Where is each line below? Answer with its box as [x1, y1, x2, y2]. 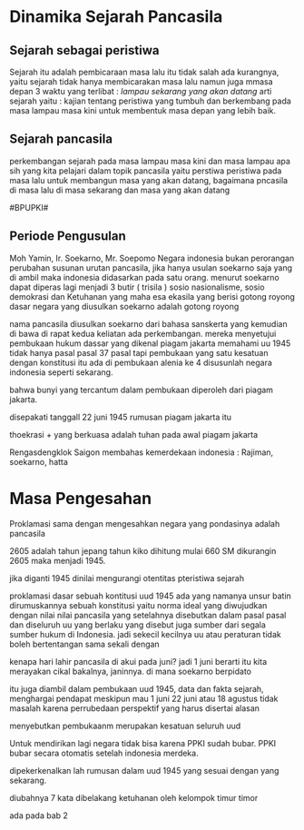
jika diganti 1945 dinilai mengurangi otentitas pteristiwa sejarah [9, 572, 245, 583]
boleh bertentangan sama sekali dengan [9, 638, 161, 649]
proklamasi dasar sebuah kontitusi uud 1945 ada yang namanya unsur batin [9, 590, 292, 601]
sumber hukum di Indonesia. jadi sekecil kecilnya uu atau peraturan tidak [9, 628, 281, 639]
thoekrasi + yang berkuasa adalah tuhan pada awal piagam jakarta [9, 429, 259, 440]
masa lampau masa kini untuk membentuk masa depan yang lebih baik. [9, 105, 277, 115]
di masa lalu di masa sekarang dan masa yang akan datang [9, 184, 230, 195]
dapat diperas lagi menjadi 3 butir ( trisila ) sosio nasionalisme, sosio [9, 282, 265, 292]
